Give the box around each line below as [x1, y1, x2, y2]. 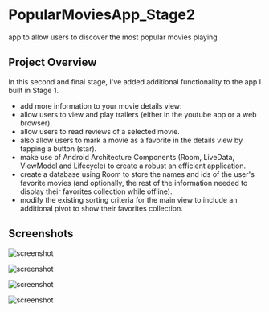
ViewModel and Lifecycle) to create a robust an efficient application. [19, 161, 247, 170]
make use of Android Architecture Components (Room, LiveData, [19, 152, 235, 162]
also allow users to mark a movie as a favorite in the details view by [19, 135, 243, 145]
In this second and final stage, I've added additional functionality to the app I [8, 76, 262, 86]
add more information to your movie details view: [19, 101, 182, 110]
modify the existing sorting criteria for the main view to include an [19, 195, 238, 204]
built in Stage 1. [8, 85, 59, 95]
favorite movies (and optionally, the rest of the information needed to [19, 178, 248, 187]
